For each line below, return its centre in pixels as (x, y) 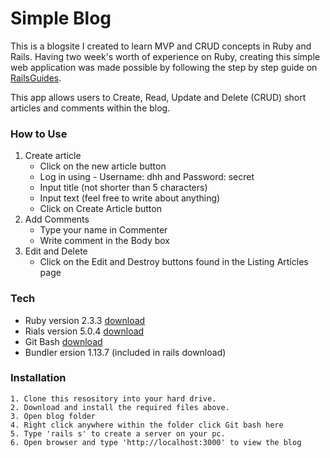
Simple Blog (61, 18)
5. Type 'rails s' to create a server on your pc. (118, 433)
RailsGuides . (36, 78)
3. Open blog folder (53, 416)
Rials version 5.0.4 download (84, 331)
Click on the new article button (103, 166)
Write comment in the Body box (104, 241)
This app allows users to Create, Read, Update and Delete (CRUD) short (158, 97)
